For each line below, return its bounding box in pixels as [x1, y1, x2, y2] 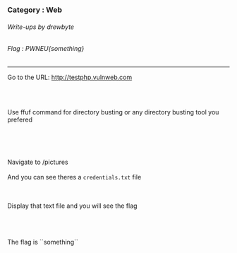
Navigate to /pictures [7, 158, 68, 166]
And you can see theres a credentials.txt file [7, 172, 142, 181]
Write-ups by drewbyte [7, 23, 75, 31]
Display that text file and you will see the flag [7, 201, 138, 210]
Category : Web [7, 5, 62, 15]
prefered [7, 115, 33, 124]
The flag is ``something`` [7, 237, 79, 246]
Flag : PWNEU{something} [7, 45, 85, 53]
